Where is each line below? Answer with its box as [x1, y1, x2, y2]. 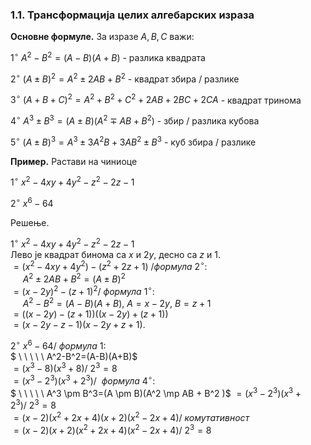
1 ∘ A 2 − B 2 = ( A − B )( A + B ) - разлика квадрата [10, 50, 206, 63]
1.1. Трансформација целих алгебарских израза [10, 8, 255, 22]
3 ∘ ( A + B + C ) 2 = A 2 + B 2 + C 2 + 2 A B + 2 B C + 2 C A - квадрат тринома [10, 92, 302, 106]
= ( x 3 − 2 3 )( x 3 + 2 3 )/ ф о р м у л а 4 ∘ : [13, 373, 156, 387]
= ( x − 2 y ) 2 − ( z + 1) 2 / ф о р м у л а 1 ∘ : [13, 283, 155, 297]
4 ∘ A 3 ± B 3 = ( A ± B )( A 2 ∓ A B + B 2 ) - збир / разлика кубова [10, 113, 260, 127]
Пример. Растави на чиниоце [10, 155, 138, 167]
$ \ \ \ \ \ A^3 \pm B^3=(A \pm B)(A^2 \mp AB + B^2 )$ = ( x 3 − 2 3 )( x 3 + [10, 386, 302, 399]
